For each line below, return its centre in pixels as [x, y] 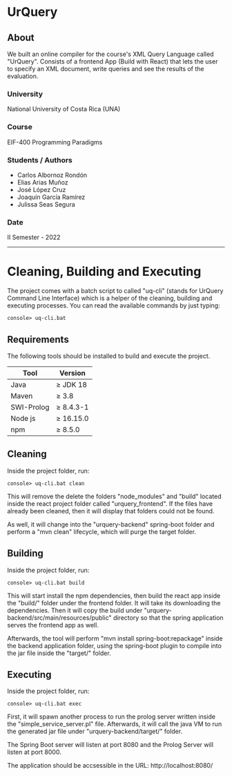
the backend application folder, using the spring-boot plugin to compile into [115, 645]
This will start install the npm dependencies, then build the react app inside [114, 596]
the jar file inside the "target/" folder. [59, 653]
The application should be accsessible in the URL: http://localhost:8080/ [110, 766]
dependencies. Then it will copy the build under [75, 610]
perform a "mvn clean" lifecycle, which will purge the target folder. [102, 531]
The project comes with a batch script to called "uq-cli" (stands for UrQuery [115, 291]
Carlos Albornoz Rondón [52, 175]
